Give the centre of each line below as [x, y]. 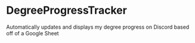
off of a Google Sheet [32, 33]
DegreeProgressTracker [66, 10]
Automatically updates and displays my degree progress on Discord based [98, 27]
